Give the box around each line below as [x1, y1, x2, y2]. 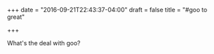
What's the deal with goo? [7, 39, 81, 47]
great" [7, 13, 25, 21]
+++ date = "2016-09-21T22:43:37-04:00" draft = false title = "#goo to [7, 6, 207, 13]
